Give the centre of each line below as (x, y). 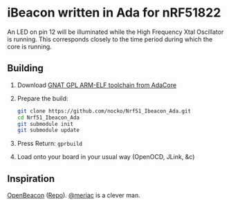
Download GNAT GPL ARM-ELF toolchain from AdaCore (97, 85)
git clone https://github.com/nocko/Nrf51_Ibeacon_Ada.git (104, 111)
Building (25, 68)
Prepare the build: (43, 98)
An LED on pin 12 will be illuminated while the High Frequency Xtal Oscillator (115, 32)
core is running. (29, 46)
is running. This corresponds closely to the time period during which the (110, 39)
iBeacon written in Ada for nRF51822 (114, 13)
